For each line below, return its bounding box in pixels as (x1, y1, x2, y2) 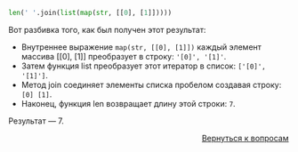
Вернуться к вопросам (201, 132, 289, 143)
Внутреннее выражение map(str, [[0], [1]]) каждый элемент (20, 41, 262, 52)
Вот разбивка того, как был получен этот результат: (8, 24, 206, 35)
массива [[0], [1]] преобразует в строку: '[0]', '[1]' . (20, 51, 227, 61)
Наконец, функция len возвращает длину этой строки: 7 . (20, 98, 237, 108)
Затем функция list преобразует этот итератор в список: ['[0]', (20, 60, 266, 71)
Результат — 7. (8, 116, 64, 126)
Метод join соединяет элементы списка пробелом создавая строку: (20, 79, 282, 90)
